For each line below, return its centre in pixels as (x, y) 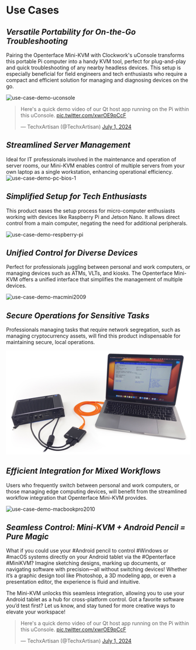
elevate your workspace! (36, 612)
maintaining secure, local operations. (51, 342)
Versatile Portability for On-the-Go (71, 32)
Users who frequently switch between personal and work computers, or (93, 485)
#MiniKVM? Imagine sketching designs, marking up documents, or (86, 563)
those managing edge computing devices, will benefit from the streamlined (97, 491)
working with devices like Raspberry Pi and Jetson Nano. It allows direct (93, 217)
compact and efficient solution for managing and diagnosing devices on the (97, 80)
